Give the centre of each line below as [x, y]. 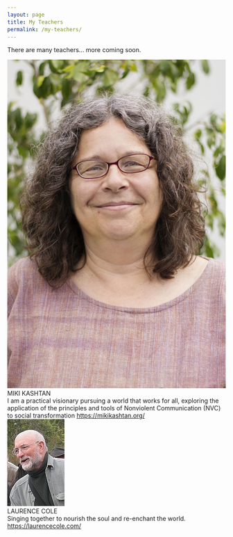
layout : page [26, 15]
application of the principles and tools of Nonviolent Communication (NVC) [114, 408]
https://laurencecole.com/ [44, 526]
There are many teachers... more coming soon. [74, 50]
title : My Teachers [35, 22]
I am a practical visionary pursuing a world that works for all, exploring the [113, 401]
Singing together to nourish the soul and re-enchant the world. [96, 519]
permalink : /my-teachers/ [44, 29]
